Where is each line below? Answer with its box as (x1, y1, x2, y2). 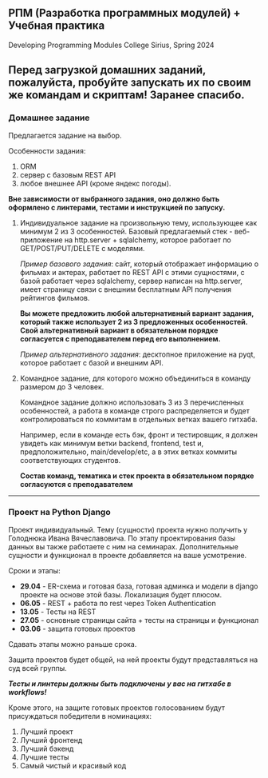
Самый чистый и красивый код (19, 760, 127, 770)
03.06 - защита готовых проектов (19, 624, 136, 633)
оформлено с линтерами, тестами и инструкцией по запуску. (8, 202, 226, 212)
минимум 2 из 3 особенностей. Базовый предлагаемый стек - (19, 226, 233, 236)
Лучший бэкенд (19, 744, 74, 753)
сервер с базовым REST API (19, 170, 116, 179)
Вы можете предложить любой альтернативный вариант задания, (19, 308, 254, 318)
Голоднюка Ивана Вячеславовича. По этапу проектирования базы (8, 533, 235, 543)
